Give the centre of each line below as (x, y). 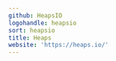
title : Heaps (30, 38)
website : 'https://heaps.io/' (59, 45)
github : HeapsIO (35, 15)
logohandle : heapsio (43, 23)
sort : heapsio (32, 30)
